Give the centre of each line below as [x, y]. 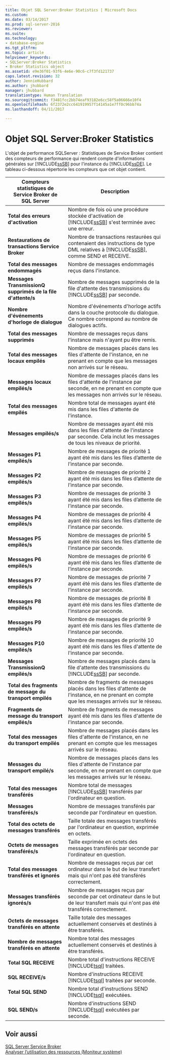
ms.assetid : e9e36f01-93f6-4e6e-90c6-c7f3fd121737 [60, 72]
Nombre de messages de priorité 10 [111, 640]
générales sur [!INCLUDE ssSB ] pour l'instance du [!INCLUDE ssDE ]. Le [78, 164]
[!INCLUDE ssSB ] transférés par [105, 791]
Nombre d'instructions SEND [102, 1003]
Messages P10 [26, 643]
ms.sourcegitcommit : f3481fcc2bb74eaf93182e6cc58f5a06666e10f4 [73, 100]
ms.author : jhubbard [27, 85]
